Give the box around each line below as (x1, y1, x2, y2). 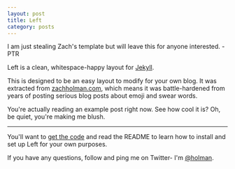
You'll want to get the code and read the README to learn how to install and (7, 133, 226, 141)
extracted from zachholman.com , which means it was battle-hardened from (7, 84, 225, 93)
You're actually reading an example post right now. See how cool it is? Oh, (7, 105, 221, 114)
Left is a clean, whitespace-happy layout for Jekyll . (7, 64, 155, 72)
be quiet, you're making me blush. (7, 112, 106, 121)
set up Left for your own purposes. (7, 140, 108, 149)
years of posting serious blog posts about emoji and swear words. (7, 91, 198, 100)
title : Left (7, 17, 42, 24)
